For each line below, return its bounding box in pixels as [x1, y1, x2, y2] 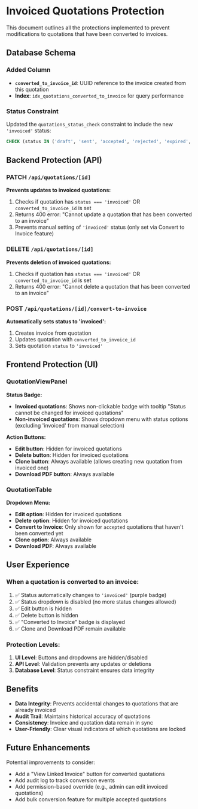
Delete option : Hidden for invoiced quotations [14, 517, 129, 525]
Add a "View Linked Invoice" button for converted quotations [14, 770, 165, 777]
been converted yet [14, 530, 64, 537]
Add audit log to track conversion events [14, 777, 115, 784]
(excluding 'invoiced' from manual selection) [14, 422, 124, 429]
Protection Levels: [6, 640, 60, 649]
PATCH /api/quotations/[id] [6, 173, 92, 181]
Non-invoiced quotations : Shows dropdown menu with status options [14, 415, 188, 423]
